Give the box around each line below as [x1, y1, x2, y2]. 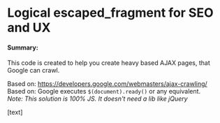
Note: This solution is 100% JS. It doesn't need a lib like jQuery [7, 94, 188, 103]
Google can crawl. [7, 66, 60, 75]
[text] [7, 108, 23, 117]
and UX [7, 20, 51, 36]
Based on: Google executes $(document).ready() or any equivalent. [7, 87, 201, 96]
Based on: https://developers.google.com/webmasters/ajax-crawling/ [7, 80, 207, 88]
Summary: [7, 43, 38, 52]
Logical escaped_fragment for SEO [7, 5, 214, 21]
